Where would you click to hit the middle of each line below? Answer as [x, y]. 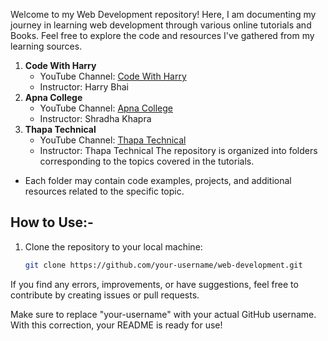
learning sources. [46, 46]
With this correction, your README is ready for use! [116, 325]
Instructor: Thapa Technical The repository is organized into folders [178, 150]
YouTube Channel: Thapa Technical [113, 140]
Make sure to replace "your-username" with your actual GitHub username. [163, 314]
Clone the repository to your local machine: [113, 246]
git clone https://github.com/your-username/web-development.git [163, 265]
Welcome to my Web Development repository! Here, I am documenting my [163, 14]
